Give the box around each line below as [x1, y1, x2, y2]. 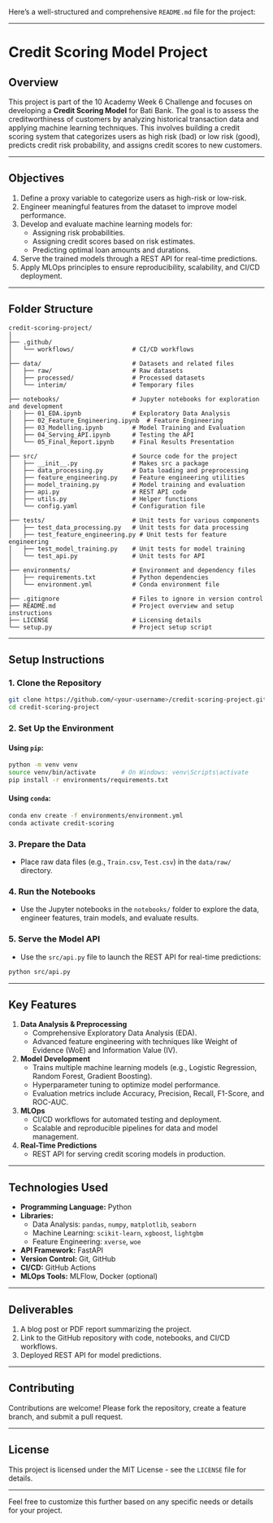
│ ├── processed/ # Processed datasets [8, 374, 206, 382]
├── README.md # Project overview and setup [8, 602, 234, 610]
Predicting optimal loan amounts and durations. [32, 244, 191, 255]
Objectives [8, 171, 65, 186]
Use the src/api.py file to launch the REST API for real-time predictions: [19, 952, 262, 962]
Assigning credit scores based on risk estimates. [32, 236, 196, 246]
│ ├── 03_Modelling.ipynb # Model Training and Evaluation [8, 424, 245, 432]
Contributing [8, 1381, 75, 1395]
